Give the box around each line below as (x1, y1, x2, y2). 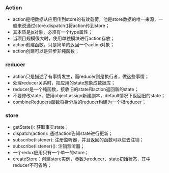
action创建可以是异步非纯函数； (12, 48, 80, 54)
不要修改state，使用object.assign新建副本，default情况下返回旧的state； (12, 92, 165, 98)
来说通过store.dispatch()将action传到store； (17, 22, 110, 29)
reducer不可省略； (12, 162, 52, 168)
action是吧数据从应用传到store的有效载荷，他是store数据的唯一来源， (12, 16, 159, 22)
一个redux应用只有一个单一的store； (12, 149, 89, 155)
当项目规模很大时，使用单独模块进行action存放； (12, 35, 116, 42)
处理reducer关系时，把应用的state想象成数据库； (12, 79, 116, 85)
